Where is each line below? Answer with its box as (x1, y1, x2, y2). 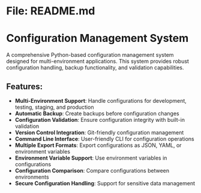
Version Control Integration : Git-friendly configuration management (14, 128, 184, 136)
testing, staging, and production (14, 103, 94, 111)
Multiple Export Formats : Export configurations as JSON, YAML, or (14, 142, 182, 149)
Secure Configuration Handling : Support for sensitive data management (14, 179, 196, 186)
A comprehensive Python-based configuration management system (6, 51, 174, 59)
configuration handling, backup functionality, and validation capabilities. (6, 64, 184, 71)
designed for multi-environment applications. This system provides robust (6, 58, 189, 65)
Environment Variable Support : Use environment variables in (14, 154, 167, 161)
